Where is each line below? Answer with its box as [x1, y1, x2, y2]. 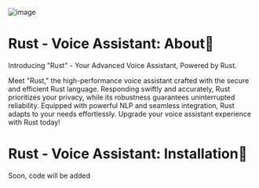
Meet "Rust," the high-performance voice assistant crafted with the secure [8, 75, 250, 85]
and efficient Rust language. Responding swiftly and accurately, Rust [8, 84, 231, 93]
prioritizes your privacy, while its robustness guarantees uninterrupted [8, 92, 235, 102]
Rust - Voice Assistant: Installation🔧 [8, 145, 248, 163]
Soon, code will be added [8, 171, 91, 180]
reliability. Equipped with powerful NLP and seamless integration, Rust [8, 100, 235, 110]
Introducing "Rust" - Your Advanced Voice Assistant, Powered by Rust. [8, 60, 237, 70]
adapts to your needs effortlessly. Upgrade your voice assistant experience [8, 109, 252, 118]
